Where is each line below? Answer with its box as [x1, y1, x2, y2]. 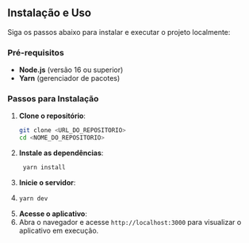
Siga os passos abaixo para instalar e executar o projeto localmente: [7, 27, 231, 36]
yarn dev [18, 195, 48, 203]
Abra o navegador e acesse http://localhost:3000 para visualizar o [18, 217, 242, 226]
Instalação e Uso [7, 6, 92, 20]
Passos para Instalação [7, 93, 99, 104]
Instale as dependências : [18, 148, 104, 158]
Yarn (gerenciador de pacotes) [18, 74, 121, 83]
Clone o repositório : [18, 111, 86, 121]
